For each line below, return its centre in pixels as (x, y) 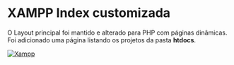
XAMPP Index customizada (89, 13)
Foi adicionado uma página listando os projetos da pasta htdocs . (102, 40)
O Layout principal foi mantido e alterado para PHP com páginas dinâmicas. (117, 32)
